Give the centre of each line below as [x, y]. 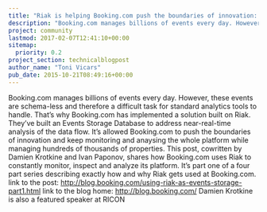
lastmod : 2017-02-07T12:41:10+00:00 [69, 38]
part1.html [25, 190]
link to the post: [34, 182]
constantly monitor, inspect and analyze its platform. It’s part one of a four [129, 165]
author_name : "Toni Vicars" [55, 68]
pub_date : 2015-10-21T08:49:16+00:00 [71, 75]
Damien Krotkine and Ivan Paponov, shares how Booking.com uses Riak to [130, 157]
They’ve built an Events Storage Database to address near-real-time [120, 123]
